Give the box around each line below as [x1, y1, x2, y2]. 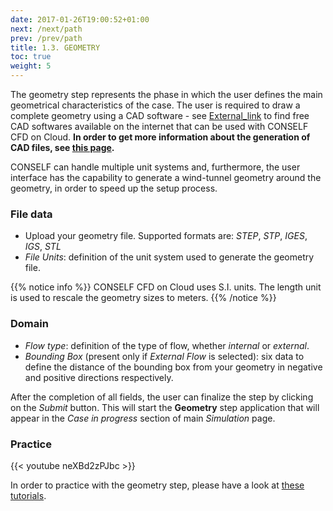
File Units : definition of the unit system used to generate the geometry [24, 251, 315, 263]
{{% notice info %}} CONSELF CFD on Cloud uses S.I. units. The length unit [10, 281, 322, 293]
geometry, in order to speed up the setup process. [10, 182, 218, 194]
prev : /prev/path [10, 33, 83, 43]
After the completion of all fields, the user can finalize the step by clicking [10, 391, 314, 403]
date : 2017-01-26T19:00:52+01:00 [10, 14, 150, 25]
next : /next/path [10, 24, 83, 34]
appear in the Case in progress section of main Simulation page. [10, 412, 276, 424]
